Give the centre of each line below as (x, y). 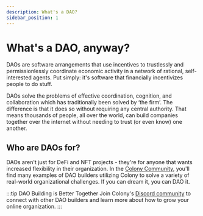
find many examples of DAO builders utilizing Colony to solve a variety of (98, 175)
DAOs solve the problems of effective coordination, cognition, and (89, 96)
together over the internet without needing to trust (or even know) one (94, 122)
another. (17, 128)
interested (19, 77)
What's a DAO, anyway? (68, 48)
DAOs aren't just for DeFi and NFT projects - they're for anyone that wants (100, 162)
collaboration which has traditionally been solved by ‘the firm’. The (90, 103)
